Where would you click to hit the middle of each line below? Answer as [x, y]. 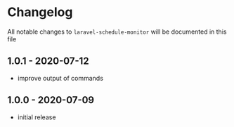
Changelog [40, 12]
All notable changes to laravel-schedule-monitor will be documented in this [117, 32]
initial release [37, 117]
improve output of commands [60, 78]
